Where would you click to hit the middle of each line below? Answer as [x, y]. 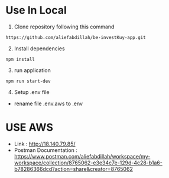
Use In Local [36, 10]
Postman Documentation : [45, 150]
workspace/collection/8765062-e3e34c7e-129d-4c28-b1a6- [88, 163]
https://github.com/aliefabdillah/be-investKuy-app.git [76, 37]
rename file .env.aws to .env [48, 103]
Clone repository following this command [64, 27]
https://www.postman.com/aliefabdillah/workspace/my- [82, 156]
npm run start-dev [28, 81]
